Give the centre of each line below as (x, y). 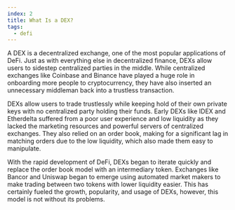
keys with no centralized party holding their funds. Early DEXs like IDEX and (116, 111)
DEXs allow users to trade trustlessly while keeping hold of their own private (117, 104)
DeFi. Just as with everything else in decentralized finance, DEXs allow (110, 61)
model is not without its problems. (56, 199)
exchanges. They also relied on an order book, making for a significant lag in (118, 134)
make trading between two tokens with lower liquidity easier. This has (108, 184)
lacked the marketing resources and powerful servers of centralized (106, 126)
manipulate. (24, 148)
